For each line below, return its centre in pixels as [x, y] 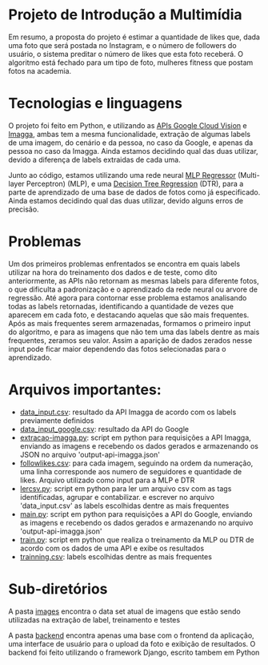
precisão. [24, 209]
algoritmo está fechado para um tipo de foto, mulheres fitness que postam [131, 62]
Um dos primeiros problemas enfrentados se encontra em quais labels [124, 264]
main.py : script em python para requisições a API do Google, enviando [136, 514]
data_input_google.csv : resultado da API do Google [104, 429]
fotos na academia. [40, 71]
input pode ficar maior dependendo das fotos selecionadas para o [117, 349]
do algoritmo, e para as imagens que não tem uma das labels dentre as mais [134, 332]
